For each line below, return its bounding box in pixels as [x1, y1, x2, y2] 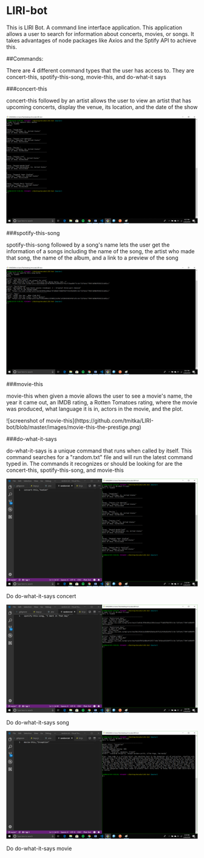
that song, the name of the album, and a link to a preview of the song [6, 254, 178, 262]
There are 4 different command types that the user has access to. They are [6, 66, 194, 74]
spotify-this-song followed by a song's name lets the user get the [6, 241, 170, 248]
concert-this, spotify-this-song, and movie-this [6, 466, 124, 474]
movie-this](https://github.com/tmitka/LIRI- [46, 417, 154, 424]
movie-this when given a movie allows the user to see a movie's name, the [6, 392, 192, 399]
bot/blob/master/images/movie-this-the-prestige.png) [6, 423, 141, 431]
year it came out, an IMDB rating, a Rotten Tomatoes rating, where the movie [6, 398, 197, 406]
